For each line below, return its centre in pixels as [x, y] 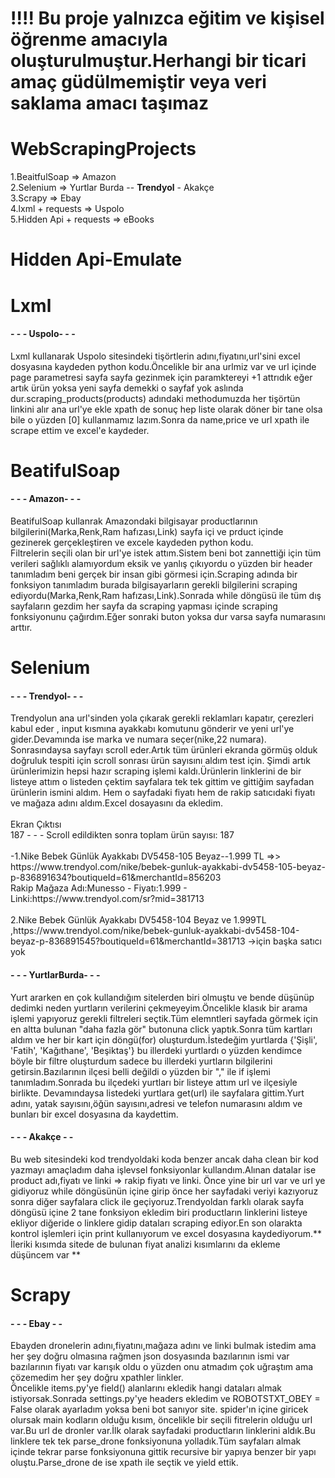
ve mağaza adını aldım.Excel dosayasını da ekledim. [117, 803]
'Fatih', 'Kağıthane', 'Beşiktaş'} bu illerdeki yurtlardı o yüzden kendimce [156, 1050]
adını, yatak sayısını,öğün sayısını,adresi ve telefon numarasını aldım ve [156, 1103]
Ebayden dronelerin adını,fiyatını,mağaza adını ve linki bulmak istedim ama [163, 1346]
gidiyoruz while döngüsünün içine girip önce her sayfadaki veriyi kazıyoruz [164, 1191]
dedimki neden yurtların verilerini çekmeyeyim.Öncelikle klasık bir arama [159, 1008]
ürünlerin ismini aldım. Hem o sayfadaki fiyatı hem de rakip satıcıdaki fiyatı [163, 793]
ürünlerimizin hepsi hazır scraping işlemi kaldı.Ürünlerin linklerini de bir [156, 771]
